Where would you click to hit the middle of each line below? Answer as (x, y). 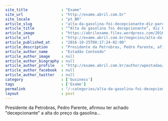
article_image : (34, 33)
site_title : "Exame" (43, 10)
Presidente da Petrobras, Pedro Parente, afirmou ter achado (67, 107)
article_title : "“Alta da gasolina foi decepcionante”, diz (82, 28)
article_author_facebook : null (40, 70)
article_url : (34, 38)
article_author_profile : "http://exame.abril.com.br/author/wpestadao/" (86, 65)
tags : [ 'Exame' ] (45, 84)
